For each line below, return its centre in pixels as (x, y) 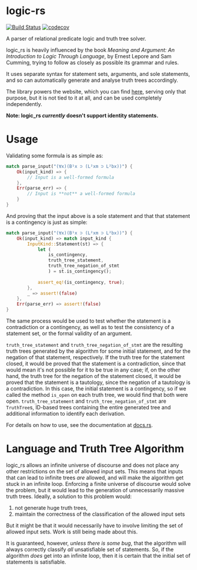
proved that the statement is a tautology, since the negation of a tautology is (98, 382)
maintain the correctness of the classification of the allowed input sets (100, 514)
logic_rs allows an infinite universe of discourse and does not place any (93, 465)
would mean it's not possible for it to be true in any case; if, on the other (93, 370)
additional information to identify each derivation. (66, 414)
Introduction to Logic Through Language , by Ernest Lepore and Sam (89, 56)
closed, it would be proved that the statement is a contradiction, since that (96, 364)
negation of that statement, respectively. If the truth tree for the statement (96, 357)
